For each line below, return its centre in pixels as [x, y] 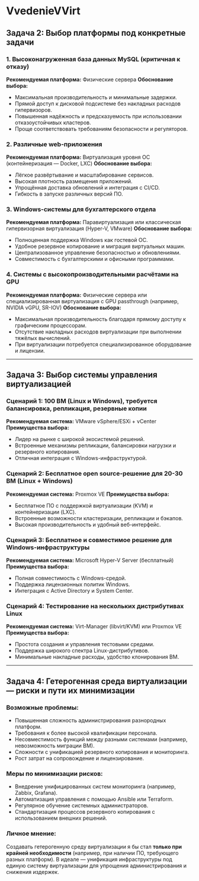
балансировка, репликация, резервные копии [76, 408]
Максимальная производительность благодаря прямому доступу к [100, 319]
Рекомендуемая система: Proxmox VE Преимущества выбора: [88, 494]
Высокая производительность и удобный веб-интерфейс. [88, 524]
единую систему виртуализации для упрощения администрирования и [97, 866]
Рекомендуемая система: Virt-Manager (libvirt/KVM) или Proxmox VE [94, 627]
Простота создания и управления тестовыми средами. [84, 644]
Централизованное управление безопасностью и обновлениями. [98, 253]
